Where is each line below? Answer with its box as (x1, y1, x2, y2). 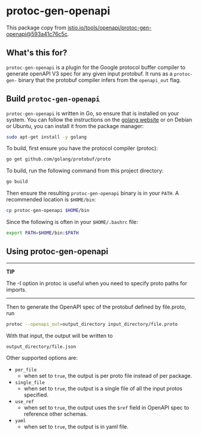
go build (6, 178, 28, 185)
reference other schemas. (23, 410, 88, 417)
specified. (23, 391, 49, 398)
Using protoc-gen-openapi (6, 247, 109, 257)
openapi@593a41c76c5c (6, 30, 68, 37)
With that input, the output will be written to (6, 332, 113, 339)
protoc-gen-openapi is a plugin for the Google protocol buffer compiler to (6, 63, 185, 71)
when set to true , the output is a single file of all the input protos (23, 384, 182, 392)
